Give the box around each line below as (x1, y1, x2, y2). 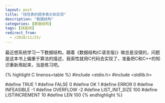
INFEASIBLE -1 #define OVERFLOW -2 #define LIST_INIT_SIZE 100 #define (5, 87, 158, 93)
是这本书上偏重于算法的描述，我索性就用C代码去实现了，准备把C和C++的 (5, 55, 156, 61)
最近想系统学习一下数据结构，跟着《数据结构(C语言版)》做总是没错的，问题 (5, 49, 161, 55)
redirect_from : (5, 30, 37, 35)
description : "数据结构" (5, 16, 54, 21)
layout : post (5, 7, 32, 12)
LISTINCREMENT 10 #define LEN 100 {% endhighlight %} (5, 92, 123, 98)
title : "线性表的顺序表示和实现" (5, 12, 66, 17)
